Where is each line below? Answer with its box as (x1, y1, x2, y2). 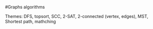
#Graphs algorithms (5, 4, 45, 10)
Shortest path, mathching (5, 19, 56, 24)
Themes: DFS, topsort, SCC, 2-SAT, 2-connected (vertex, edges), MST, (5, 14, 149, 19)
